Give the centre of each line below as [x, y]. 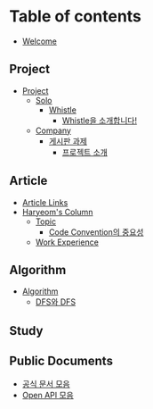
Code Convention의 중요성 [96, 232]
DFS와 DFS [56, 302]
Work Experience [67, 242]
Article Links [45, 202]
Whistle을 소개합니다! [100, 120]
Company [53, 130]
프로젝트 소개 [85, 152]
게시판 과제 [68, 141]
